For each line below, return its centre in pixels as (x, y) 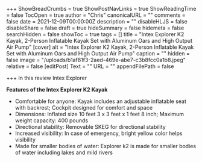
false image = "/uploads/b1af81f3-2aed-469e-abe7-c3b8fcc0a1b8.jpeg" (96, 60)
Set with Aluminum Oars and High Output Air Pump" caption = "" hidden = (98, 53)
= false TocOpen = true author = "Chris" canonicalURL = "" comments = (96, 15)
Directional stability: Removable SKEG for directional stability (90, 127)
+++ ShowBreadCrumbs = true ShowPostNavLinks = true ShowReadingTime (101, 9)
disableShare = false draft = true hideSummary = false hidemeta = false (95, 28)
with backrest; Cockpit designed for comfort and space (84, 107)
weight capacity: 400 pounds (52, 120)
